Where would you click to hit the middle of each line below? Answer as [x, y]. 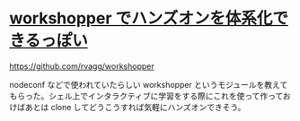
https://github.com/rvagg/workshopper [82, 66]
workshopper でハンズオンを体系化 [141, 18]
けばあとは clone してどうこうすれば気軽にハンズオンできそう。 [128, 107]
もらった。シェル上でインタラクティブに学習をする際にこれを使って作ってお [150, 96]
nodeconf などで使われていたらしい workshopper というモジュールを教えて [149, 84]
